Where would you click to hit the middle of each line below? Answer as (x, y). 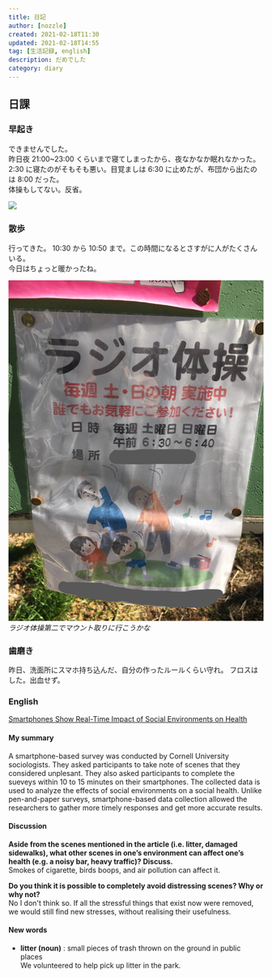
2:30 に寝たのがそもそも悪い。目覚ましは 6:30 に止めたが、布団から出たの (133, 169)
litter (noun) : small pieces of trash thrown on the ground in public (130, 948)
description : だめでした (47, 60)
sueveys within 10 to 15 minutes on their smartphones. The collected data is (134, 782)
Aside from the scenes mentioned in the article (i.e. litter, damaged (123, 844)
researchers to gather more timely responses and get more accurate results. (136, 808)
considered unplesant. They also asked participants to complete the (122, 773)
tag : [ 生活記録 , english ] (50, 51)
